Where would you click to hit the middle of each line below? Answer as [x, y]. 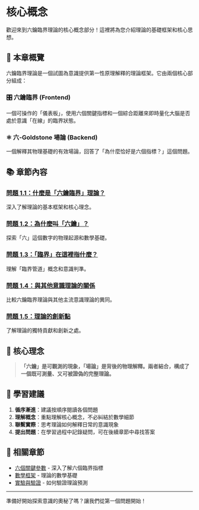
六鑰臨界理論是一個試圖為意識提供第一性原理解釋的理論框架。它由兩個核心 [97, 73]
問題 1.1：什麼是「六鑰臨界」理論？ [56, 193]
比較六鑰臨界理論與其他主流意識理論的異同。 [61, 299]
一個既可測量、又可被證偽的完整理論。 [67, 374]
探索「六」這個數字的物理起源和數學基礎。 [58, 238]
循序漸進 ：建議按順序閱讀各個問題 [56, 409]
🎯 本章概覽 [25, 58]
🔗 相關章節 [25, 452]
